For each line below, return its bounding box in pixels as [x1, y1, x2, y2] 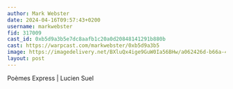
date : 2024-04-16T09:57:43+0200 [7, 17, 101, 23]
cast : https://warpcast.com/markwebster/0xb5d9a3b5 [7, 42, 159, 49]
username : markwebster [7, 23, 73, 30]
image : [7, 49, 26, 56]
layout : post [7, 55, 45, 62]
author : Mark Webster [7, 10, 70, 17]
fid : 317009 [7, 29, 42, 37]
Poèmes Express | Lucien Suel [7, 74, 94, 82]
